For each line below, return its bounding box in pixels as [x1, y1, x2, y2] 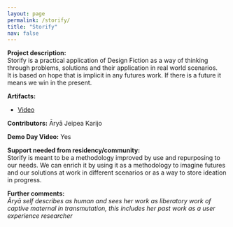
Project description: [7, 49, 66, 57]
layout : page [7, 10, 45, 17]
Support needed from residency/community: [7, 146, 141, 154]
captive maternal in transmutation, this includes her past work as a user [7, 204, 216, 213]
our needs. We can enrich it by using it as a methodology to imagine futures [7, 161, 226, 170]
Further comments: [7, 189, 65, 198]
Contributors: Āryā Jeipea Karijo [7, 119, 103, 128]
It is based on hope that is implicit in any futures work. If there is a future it [7, 71, 222, 80]
